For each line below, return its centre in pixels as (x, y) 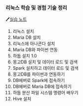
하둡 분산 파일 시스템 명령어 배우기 (45, 93)
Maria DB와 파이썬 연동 (35, 50)
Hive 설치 (22, 99)
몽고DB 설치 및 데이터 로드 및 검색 (45, 62)
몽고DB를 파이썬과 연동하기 (39, 74)
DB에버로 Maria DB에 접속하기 (42, 86)
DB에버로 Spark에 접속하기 (39, 80)
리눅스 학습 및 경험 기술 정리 (36, 7)
